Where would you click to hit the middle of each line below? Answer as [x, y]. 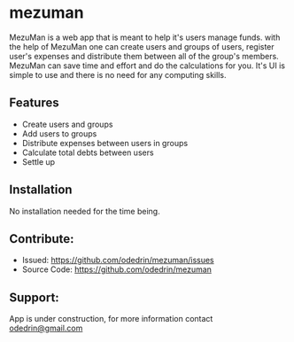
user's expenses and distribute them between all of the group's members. [144, 56]
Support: [34, 297]
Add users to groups [59, 133]
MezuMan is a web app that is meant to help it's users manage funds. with [145, 37]
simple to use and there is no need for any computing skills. [118, 74]
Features [34, 103]
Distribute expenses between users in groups [105, 143]
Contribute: [42, 239]
